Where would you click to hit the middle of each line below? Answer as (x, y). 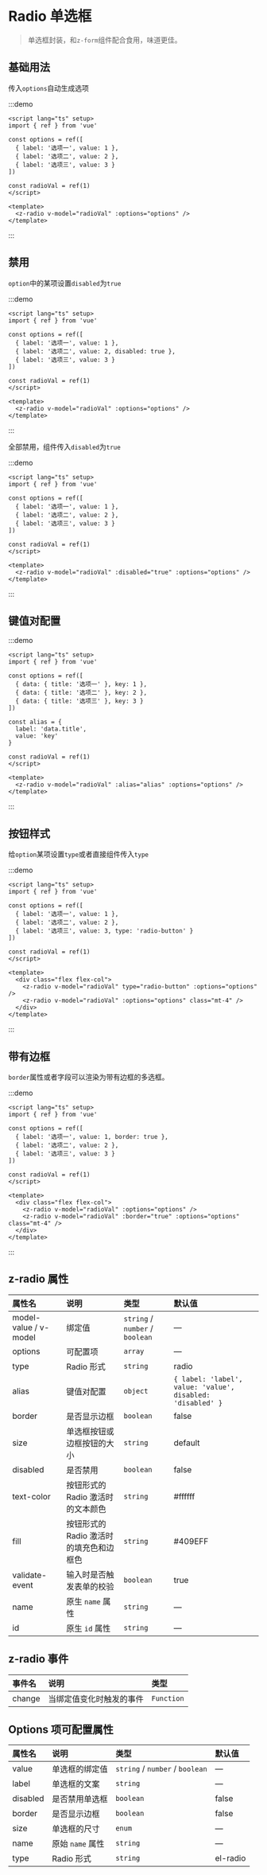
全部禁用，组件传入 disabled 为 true (64, 446)
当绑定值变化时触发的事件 (96, 1698)
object (136, 1391)
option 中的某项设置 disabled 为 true (65, 283)
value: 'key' (37, 736)
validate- (30, 1575)
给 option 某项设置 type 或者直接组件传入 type (79, 854)
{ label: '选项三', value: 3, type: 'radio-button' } (104, 931)
